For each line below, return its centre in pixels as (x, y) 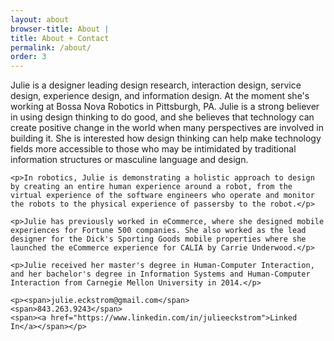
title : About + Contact (60, 38)
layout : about (40, 19)
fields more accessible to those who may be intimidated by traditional (153, 149)
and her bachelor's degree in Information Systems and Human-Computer (160, 274)
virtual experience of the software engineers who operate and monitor (162, 196)
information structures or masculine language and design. (129, 160)
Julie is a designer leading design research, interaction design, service (156, 85)
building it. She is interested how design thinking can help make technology (166, 138)
